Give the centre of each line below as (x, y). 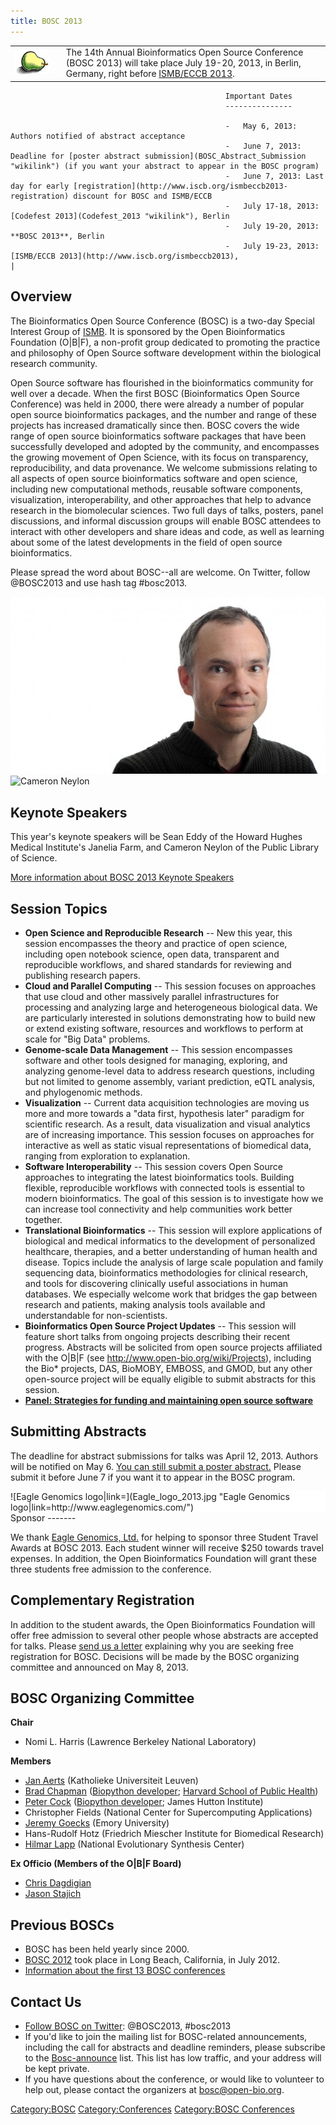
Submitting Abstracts (78, 1431)
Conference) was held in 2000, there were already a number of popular (157, 404)
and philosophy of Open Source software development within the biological (166, 352)
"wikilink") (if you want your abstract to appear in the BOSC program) (165, 166)
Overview (41, 296)
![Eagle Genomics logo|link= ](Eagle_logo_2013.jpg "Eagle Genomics (150, 1496)
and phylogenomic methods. (83, 1092)
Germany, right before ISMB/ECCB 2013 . (150, 74)
